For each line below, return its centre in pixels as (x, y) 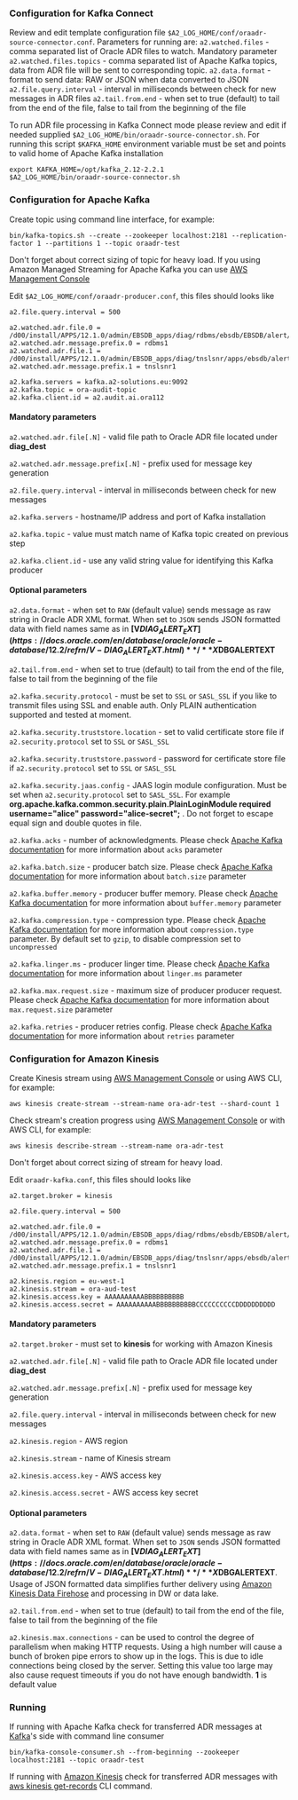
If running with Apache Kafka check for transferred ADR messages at (136, 1727)
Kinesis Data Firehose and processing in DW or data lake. (114, 1593)
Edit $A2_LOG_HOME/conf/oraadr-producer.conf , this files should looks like (142, 296)
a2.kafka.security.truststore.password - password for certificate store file (148, 758)
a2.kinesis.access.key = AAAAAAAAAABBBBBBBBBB (97, 1297)
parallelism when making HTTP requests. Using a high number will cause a (146, 1646)
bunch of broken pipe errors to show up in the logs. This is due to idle (136, 1656)
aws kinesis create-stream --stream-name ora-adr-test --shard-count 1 (144, 1103)
